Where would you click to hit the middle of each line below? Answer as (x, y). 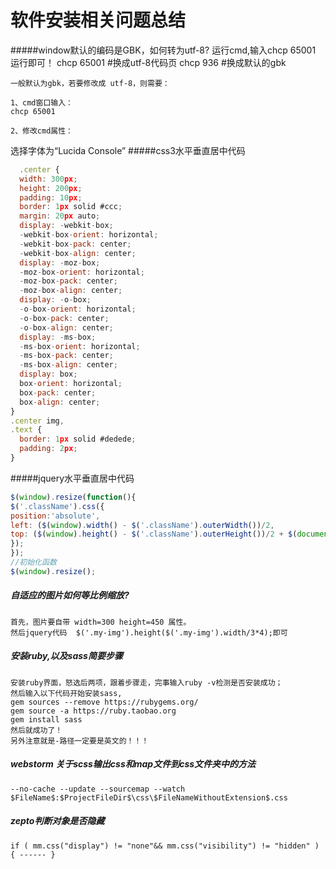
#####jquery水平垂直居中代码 (72, 478)
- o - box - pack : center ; (64, 318)
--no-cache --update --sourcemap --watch (98, 789)
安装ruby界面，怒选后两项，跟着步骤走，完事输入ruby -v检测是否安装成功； (146, 682)
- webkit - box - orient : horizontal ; (89, 235)
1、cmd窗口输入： (41, 102)
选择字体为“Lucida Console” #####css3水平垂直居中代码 (128, 150)
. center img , (37, 421)
